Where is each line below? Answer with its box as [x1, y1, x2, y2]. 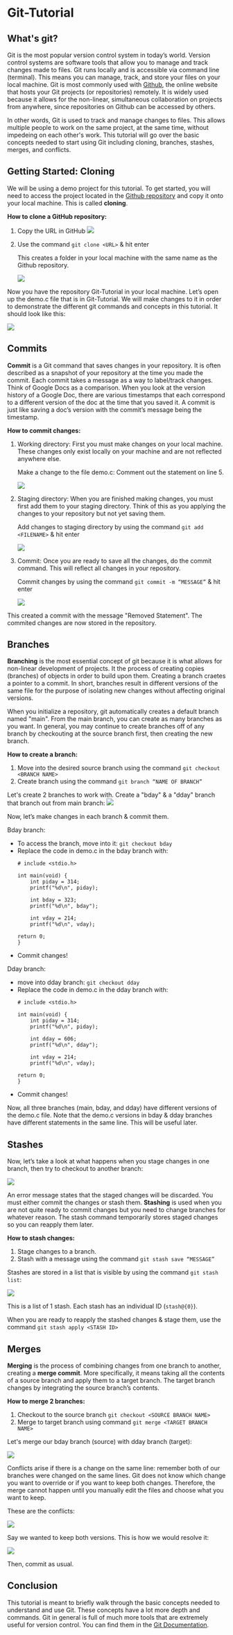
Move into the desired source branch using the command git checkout [17, 764, 221, 772]
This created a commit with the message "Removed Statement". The [7, 611, 202, 620]
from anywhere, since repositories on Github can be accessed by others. [7, 103, 216, 110]
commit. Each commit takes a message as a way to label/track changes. [7, 376, 214, 384]
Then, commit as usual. [7, 1560, 74, 1568]
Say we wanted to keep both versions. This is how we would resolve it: [7, 1534, 209, 1542]
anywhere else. [17, 454, 61, 463]
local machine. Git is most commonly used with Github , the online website [7, 81, 218, 88]
